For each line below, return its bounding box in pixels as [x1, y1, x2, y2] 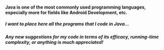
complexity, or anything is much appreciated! [5, 39, 104, 45]
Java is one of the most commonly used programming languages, [5, 4, 146, 10]
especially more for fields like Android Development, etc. [5, 9, 128, 15]
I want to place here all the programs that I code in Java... [5, 21, 130, 27]
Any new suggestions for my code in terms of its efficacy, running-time [5, 33, 159, 40]
